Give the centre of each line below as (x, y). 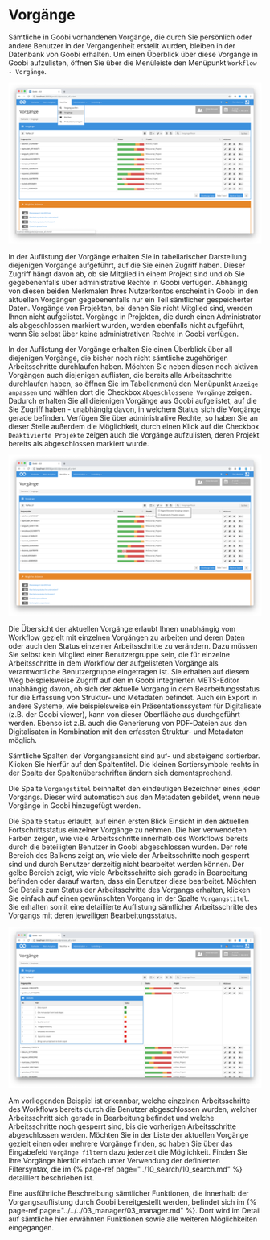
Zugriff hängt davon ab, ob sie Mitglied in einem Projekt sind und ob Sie (127, 274)
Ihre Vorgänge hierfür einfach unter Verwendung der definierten (115, 1160)
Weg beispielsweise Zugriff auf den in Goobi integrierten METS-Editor (124, 680)
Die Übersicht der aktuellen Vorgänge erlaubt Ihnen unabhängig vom (122, 628)
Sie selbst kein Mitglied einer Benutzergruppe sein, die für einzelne (119, 654)
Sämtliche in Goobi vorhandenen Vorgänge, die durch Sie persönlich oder (130, 37)
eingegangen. (31, 1227)
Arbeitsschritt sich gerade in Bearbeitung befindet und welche (111, 1118)
